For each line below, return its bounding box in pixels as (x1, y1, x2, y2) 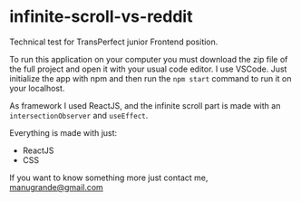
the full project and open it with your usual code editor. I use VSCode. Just (9, 63, 287, 74)
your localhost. (9, 82, 65, 93)
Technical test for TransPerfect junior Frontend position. (9, 36, 218, 47)
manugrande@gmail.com (9, 181, 104, 192)
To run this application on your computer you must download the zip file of (9, 53, 288, 64)
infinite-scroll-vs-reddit (9, 6, 193, 27)
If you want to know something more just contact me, (9, 172, 209, 183)
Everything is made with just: (9, 127, 118, 138)
